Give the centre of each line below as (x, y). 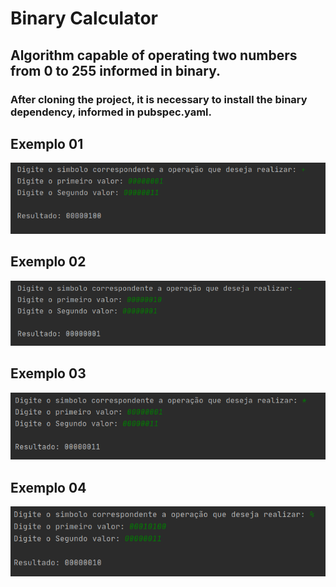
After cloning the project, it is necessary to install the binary (159, 99)
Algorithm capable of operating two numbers (154, 55)
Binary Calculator (84, 18)
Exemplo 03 (48, 373)
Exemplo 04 (48, 487)
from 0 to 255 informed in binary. (116, 70)
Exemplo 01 (47, 143)
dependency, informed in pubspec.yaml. (111, 112)
